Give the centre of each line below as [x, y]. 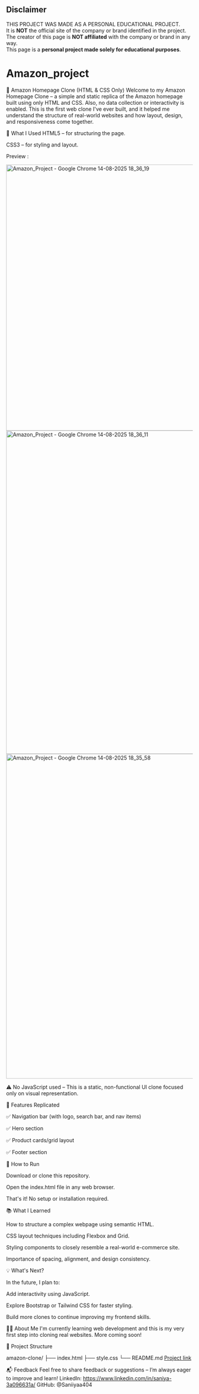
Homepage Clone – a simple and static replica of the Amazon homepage [94, 96]
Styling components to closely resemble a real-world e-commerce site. [93, 1247]
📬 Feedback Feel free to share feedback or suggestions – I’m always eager [99, 1370]
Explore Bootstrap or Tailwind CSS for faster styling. [70, 1305]
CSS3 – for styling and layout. [42, 145]
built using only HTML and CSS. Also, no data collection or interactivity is [95, 102]
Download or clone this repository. [48, 1176]
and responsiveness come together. [50, 121]
